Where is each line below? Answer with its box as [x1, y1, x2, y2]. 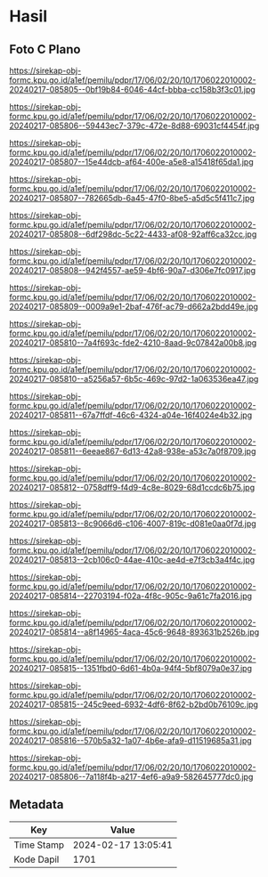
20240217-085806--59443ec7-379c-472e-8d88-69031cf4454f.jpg [9, 120, 260, 131]
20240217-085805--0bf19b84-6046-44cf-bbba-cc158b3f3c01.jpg [9, 85, 256, 94]
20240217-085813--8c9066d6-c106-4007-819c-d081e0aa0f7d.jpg [9, 518, 256, 529]
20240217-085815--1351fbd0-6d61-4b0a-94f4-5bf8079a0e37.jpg [9, 663, 252, 673]
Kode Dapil [13, 853, 60, 865]
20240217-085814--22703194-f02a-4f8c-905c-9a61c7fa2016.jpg [9, 590, 252, 601]
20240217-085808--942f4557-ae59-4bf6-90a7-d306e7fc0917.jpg [9, 265, 256, 275]
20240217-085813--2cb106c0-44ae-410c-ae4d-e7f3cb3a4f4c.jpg [9, 555, 256, 564]
